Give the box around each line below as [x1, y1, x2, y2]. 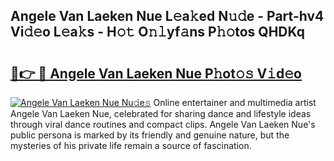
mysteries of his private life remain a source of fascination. [10, 140, 252, 151]
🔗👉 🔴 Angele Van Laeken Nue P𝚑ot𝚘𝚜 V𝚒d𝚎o [10, 65, 302, 82]
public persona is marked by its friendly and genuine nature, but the [10, 129, 290, 141]
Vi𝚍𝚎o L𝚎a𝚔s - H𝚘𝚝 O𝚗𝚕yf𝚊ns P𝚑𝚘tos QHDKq [10, 24, 306, 41]
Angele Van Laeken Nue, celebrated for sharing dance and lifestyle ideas [10, 108, 312, 119]
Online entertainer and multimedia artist [153, 97, 317, 108]
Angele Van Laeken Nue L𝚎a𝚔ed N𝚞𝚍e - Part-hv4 [10, 8, 325, 25]
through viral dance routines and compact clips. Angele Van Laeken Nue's [10, 119, 316, 130]
